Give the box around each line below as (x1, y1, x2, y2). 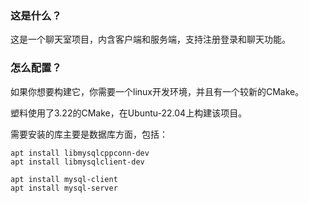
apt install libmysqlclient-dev (10, 157, 145, 167)
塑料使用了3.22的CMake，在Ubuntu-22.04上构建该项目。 (10, 107, 248, 119)
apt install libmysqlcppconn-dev (10, 148, 150, 158)
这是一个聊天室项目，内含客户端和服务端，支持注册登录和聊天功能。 (10, 33, 291, 46)
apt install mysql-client (10, 174, 118, 184)
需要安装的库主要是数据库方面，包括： (10, 128, 168, 140)
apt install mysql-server (10, 183, 118, 193)
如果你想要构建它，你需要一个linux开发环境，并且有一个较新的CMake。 (10, 85, 305, 97)
